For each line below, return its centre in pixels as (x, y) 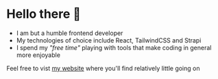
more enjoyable (38, 55)
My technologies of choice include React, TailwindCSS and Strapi (109, 40)
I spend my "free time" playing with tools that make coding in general (114, 47)
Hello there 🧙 (44, 14)
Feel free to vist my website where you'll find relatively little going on (103, 68)
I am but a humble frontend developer (70, 33)
